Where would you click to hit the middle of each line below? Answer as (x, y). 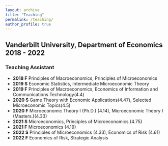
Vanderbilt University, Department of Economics (84, 45)
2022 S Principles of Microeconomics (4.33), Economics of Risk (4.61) (86, 132)
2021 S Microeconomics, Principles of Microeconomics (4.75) (77, 121)
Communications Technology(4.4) (48, 94)
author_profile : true (28, 24)
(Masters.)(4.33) (30, 116)
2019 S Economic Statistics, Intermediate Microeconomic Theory (81, 83)
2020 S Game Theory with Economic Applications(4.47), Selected (82, 100)
